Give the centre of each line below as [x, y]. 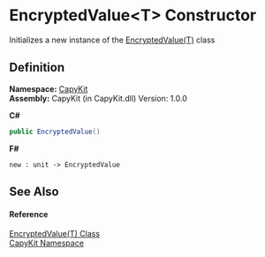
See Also [34, 192]
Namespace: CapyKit [49, 88]
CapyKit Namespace [46, 243]
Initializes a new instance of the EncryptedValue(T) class [112, 40]
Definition [37, 68]
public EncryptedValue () [55, 132]
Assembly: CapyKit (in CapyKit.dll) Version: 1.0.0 [98, 98]
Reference [29, 214]
